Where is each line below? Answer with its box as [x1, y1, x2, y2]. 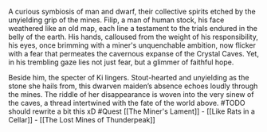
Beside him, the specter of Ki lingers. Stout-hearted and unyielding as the [8, 73, 249, 82]
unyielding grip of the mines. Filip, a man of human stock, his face [8, 15, 225, 25]
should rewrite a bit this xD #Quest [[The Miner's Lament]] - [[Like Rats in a [8, 107, 255, 116]
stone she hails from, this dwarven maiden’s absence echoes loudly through [8, 81, 258, 91]
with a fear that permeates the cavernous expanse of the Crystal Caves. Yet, [8, 49, 259, 58]
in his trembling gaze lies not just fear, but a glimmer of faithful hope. [8, 57, 234, 67]
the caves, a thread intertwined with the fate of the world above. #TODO [8, 99, 245, 107]
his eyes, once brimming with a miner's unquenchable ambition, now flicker [8, 41, 257, 50]
